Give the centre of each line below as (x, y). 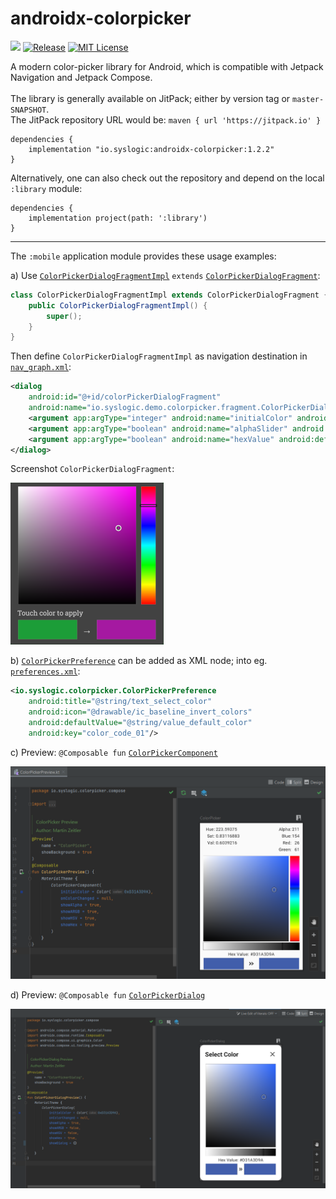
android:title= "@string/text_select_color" (120, 702)
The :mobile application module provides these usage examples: (143, 256)
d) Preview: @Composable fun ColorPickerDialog (108, 995)
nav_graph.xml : (41, 367)
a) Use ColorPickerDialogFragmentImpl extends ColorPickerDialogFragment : (165, 275)
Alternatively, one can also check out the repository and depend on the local (167, 178)
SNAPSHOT (28, 110)
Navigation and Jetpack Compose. (81, 77)
